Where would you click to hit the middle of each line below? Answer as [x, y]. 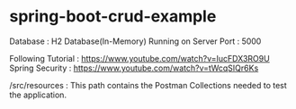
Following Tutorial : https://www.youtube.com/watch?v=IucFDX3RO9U [139, 58]
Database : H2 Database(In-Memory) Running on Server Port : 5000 [135, 41]
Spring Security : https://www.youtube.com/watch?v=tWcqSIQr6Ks [134, 68]
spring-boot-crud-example [113, 17]
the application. [38, 95]
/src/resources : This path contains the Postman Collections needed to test [148, 85]
